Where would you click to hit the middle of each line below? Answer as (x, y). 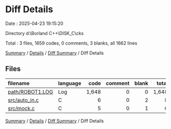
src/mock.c (21, 108)
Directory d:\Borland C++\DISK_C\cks (45, 33)
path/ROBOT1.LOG (31, 91)
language (69, 83)
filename (19, 83)
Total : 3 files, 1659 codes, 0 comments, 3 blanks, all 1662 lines (71, 43)
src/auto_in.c (23, 100)
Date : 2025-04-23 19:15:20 (34, 23)
